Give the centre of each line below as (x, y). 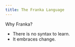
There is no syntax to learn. (41, 33)
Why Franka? (19, 24)
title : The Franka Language (35, 10)
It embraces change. (34, 39)
